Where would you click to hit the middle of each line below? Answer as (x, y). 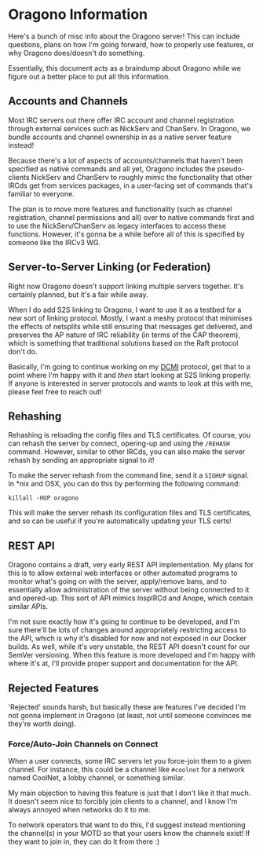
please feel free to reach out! (55, 391)
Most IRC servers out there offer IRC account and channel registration (121, 120)
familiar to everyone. (41, 193)
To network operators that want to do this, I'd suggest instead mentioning (127, 825)
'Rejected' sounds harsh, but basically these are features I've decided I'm (127, 707)
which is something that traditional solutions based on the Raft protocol (123, 343)
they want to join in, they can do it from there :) (84, 841)
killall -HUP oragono (44, 498)
